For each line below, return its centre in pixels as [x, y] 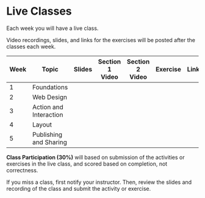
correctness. [22, 170]
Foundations [50, 87]
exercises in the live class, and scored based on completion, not [87, 164]
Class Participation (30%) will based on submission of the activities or [95, 157]
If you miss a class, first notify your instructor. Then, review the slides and [99, 182]
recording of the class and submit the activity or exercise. [79, 188]
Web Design [50, 97]
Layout [42, 125]
